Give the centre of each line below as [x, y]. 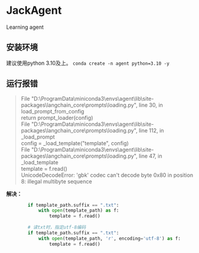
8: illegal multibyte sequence [56, 181]
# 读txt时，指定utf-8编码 [57, 228]
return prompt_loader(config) [57, 118]
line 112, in [151, 130]
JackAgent [34, 10]
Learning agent [25, 27]
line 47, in [150, 156]
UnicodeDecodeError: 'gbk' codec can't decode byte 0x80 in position [107, 175]
